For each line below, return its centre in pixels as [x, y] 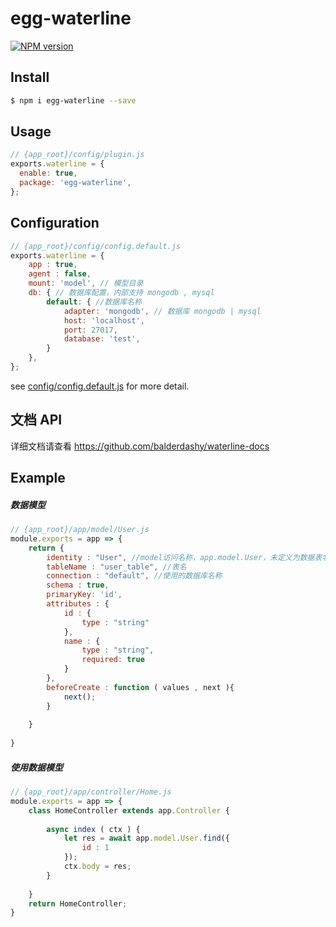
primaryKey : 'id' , [84, 595]
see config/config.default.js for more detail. [100, 386]
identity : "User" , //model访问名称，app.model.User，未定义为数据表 [184, 557]
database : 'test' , [102, 339]
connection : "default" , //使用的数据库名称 [134, 576]
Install [30, 77]
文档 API [36, 420]
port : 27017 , [90, 330]
